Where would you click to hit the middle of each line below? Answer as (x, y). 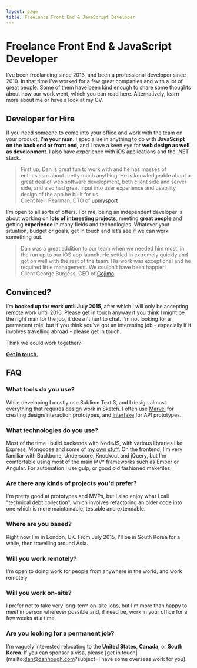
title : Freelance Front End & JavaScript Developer (71, 17)
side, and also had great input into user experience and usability (98, 188)
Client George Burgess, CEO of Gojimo (67, 274)
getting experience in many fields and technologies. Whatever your (88, 225)
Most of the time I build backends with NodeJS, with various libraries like (94, 443)
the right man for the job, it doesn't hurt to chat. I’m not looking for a (89, 319)
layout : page (22, 11)
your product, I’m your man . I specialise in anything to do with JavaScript (96, 139)
